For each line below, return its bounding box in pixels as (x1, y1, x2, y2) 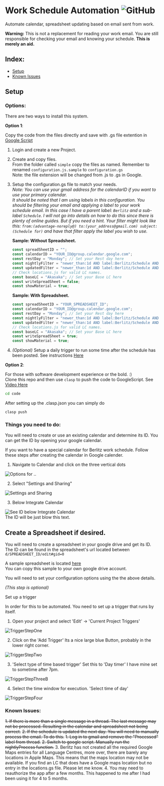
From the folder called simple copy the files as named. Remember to (12, 162, 150, 167)
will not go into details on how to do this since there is (45, 213, 154, 219)
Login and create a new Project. (12, 147, 77, 153)
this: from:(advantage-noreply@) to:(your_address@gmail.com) (12, 223, 138, 229)
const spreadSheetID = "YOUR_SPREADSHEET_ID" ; (12, 302, 109, 307)
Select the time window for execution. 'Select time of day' (12, 686, 128, 692)
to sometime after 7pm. (12, 667, 59, 672)
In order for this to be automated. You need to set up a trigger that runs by (5, 603, 154, 609)
